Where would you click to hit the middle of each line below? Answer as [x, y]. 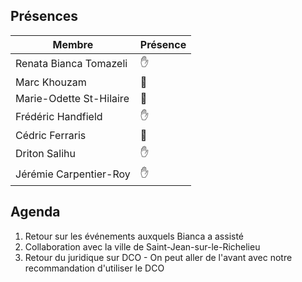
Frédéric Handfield [59, 117]
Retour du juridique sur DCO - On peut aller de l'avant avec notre [158, 257]
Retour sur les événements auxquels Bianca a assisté [134, 236]
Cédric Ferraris [51, 135]
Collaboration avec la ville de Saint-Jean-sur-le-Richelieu [142, 246]
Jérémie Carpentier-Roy [73, 174]
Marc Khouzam [51, 82]
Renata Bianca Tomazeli [71, 64]
